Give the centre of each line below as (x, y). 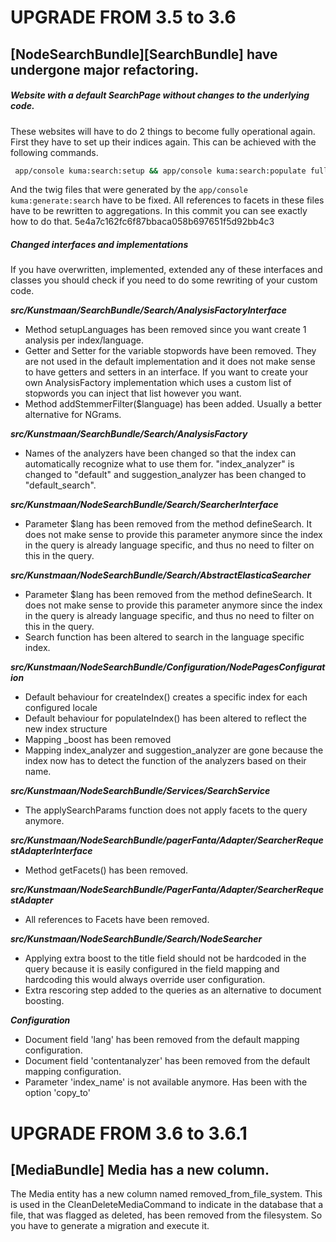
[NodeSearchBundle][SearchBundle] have (144, 54)
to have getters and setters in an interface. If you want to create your (166, 372)
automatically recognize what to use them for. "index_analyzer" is (159, 464)
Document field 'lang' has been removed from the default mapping (162, 1040)
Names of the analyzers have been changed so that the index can (160, 453)
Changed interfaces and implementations (99, 245)
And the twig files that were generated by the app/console (129, 190)
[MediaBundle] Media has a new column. (140, 1169)
